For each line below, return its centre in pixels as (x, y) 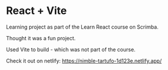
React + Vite (37, 11)
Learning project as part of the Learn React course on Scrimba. (83, 27)
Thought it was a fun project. (41, 38)
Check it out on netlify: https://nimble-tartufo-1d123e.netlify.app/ (84, 61)
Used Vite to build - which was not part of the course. (71, 49)
